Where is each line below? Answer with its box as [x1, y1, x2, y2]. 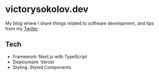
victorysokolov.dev [5, 4, 89, 15]
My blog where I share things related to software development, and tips [5, 20, 154, 26]
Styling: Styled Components [12, 64, 71, 70]
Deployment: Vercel [12, 59, 54, 65]
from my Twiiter [5, 25, 38, 31]
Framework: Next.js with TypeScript [12, 53, 88, 59]
